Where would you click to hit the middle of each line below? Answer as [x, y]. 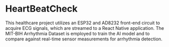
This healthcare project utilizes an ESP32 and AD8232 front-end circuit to [83, 23]
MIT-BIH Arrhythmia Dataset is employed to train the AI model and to [77, 33]
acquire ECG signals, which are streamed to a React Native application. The [85, 28]
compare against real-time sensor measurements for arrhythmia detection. [84, 39]
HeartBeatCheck [41, 9]
